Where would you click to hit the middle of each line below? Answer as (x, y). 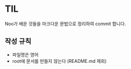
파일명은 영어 (25, 55)
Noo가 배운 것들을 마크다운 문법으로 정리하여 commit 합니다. (65, 24)
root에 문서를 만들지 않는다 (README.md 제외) (59, 61)
